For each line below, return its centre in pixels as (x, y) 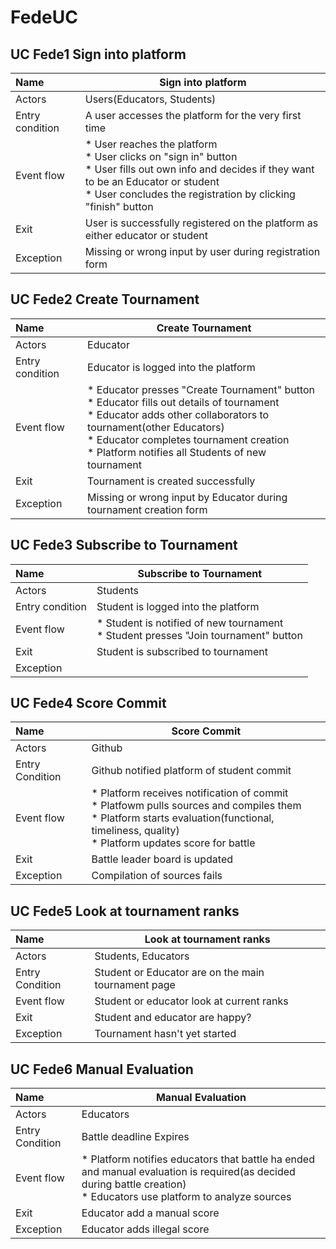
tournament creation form (147, 509)
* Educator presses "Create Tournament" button (201, 389)
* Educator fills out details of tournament (183, 402)
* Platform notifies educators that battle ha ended (198, 1159)
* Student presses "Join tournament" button (199, 635)
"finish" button (119, 206)
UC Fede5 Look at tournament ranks (125, 911)
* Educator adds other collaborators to (178, 414)
